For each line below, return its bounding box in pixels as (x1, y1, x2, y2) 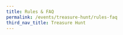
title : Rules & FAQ (6, 8, 54, 15)
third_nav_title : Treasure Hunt (6, 20, 86, 26)
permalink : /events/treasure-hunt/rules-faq (6, 14, 118, 20)
